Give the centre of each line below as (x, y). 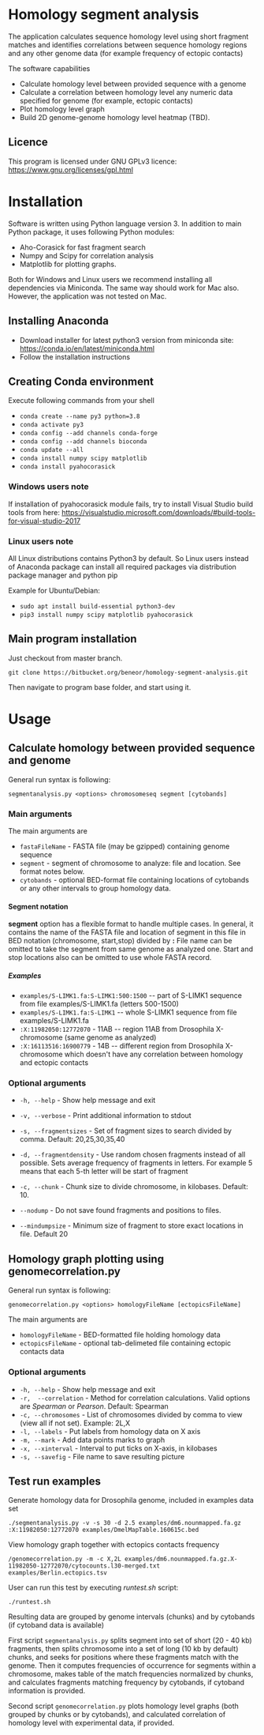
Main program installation (73, 639)
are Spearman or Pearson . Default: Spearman (94, 1406)
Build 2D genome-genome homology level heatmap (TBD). (115, 117)
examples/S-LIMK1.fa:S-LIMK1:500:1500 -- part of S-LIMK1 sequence (131, 995)
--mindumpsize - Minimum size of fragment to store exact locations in (132, 1225)
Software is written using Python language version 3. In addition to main (125, 224)
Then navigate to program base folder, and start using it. (100, 687)
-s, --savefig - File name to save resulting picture (102, 1456)
